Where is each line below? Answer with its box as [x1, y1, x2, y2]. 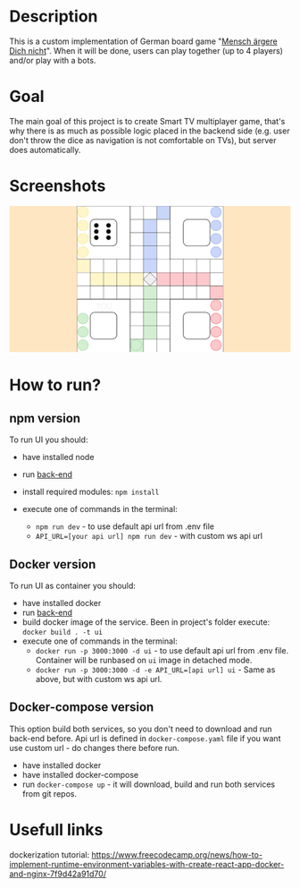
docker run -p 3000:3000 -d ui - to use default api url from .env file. [35, 645, 288, 655]
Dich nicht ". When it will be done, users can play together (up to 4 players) [9, 45, 284, 55]
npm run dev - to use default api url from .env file [35, 521, 215, 532]
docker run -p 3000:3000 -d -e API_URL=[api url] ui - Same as [35, 664, 276, 675]
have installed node [21, 452, 95, 463]
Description [9, 6, 98, 27]
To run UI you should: [9, 434, 88, 445]
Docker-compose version [9, 700, 154, 715]
